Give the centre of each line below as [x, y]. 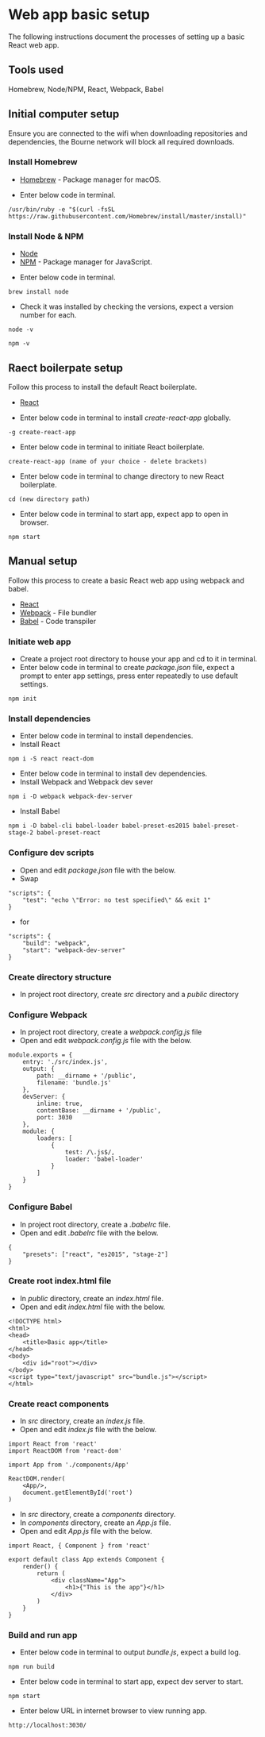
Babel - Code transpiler [58, 621]
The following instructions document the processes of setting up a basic [127, 37]
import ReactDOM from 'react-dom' [65, 1451]
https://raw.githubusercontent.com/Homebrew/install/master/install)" [127, 216]
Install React [40, 745]
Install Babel [40, 811]
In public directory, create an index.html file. [92, 1298]
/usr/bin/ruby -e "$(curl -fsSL [61, 209]
